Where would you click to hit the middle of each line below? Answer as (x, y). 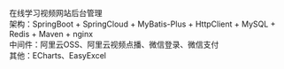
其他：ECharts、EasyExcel (58, 55)
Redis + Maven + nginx (51, 34)
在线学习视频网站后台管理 (56, 13)
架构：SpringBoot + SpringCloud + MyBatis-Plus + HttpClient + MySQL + (142, 24)
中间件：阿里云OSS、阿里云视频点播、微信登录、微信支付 (114, 44)
